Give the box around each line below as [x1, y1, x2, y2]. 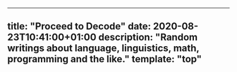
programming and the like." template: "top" [7, 53, 202, 65]
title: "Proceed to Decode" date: [7, 20, 152, 32]
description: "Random [98, 31, 198, 43]
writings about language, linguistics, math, [7, 43, 200, 55]
